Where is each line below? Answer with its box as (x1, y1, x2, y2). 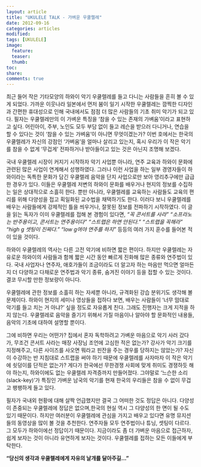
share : (6, 70, 23, 76)
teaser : (11, 53, 31, 59)
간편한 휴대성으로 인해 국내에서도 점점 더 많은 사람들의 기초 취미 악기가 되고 (12, 108, 188, 115)
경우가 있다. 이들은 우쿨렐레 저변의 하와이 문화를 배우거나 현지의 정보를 (12, 181, 177, 188)
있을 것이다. (12, 233, 40, 241)
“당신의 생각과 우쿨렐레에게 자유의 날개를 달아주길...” (6, 454, 129, 462)
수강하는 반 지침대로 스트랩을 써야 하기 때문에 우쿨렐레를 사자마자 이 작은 (12, 354, 182, 361)
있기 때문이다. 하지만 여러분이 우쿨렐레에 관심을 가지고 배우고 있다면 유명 (6, 412, 175, 419)
